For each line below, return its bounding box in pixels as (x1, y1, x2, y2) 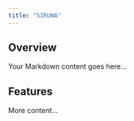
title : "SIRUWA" (8, 11, 61, 20)
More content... (8, 106, 58, 115)
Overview (8, 41, 58, 55)
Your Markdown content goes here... (8, 62, 128, 71)
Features (8, 85, 53, 98)
